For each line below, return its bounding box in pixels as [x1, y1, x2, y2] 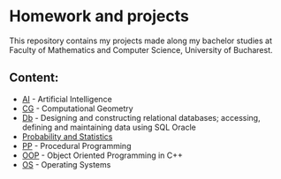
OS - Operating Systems [21, 159, 111, 169]
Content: [9, 71, 59, 86]
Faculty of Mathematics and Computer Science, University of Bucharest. [9, 44, 273, 55]
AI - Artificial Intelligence [21, 93, 112, 104]
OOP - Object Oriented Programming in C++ [21, 150, 184, 160]
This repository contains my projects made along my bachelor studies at [9, 35, 272, 46]
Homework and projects [9, 6, 190, 26]
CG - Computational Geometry [21, 103, 134, 114]
